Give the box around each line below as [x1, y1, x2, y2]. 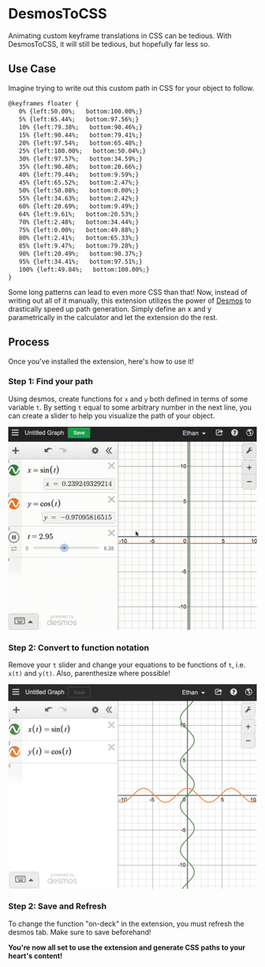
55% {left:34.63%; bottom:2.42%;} [18, 195, 140, 202]
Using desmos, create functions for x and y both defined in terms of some [8, 394, 248, 403]
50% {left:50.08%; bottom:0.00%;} [18, 187, 140, 195]
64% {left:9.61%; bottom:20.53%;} [18, 210, 140, 218]
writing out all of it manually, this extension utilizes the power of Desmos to [8, 296, 252, 305]
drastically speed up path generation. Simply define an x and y [8, 304, 211, 313]
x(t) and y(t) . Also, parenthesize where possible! [8, 669, 171, 678]
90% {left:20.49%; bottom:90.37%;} [18, 250, 144, 258]
